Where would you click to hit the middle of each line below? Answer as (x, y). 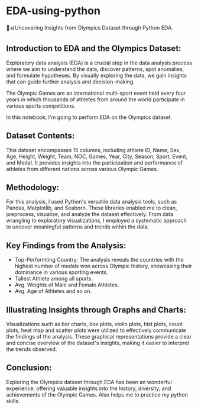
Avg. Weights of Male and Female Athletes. (67, 285)
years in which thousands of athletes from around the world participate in (95, 99)
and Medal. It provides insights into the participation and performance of (95, 162)
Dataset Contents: (40, 136)
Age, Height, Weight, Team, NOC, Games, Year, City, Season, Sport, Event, (97, 156)
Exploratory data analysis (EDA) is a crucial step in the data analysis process (99, 63)
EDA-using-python (53, 11)
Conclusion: (29, 368)
